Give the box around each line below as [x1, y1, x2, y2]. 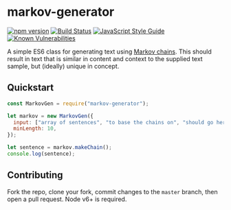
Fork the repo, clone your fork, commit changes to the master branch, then [7, 187, 218, 196]
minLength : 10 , [13, 125, 57, 132]
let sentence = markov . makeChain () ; [7, 144, 112, 151]
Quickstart [7, 82, 54, 93]
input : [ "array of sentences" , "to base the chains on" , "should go [13, 119, 214, 126]
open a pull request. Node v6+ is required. [7, 195, 127, 203]
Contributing [7, 170, 63, 181]
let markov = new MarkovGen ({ [7, 113, 94, 119]
